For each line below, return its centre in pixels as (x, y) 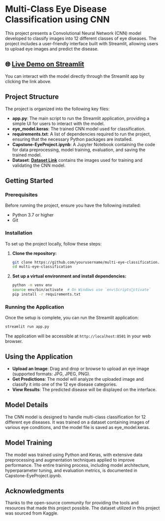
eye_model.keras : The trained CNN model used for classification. (79, 128)
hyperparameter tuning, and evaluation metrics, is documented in (71, 470)
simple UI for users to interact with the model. (58, 123)
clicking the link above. (28, 81)
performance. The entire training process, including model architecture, (77, 465)
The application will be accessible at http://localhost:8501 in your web (78, 336)
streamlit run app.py (27, 327)
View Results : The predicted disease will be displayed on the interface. (84, 389)
